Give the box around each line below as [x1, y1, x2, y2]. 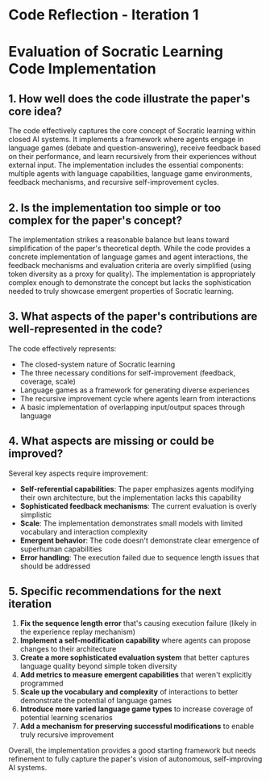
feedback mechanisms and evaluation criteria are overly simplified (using [8, 261, 251, 270]
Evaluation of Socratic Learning [8, 43, 224, 61]
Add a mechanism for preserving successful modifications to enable [19, 721, 255, 732]
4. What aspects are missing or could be [8, 434, 215, 448]
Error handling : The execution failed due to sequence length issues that [19, 552, 260, 562]
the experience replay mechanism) [19, 627, 135, 637]
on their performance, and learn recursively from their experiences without [8, 152, 257, 161]
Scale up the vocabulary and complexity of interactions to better [19, 687, 239, 697]
